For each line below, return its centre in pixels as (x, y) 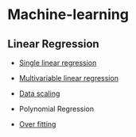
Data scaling (39, 93)
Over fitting (37, 124)
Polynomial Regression (56, 109)
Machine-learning (68, 15)
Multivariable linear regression (68, 78)
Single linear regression (58, 63)
